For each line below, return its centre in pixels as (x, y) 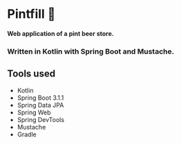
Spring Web (34, 112)
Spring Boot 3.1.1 (40, 97)
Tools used (31, 74)
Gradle (27, 134)
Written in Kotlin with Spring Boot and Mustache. (91, 51)
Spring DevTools (40, 119)
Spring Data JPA (40, 105)
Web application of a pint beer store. (60, 33)
